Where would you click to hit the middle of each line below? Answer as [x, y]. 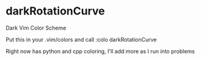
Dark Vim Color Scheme [36, 28]
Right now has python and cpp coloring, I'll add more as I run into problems [100, 51]
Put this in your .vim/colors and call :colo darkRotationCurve [81, 39]
